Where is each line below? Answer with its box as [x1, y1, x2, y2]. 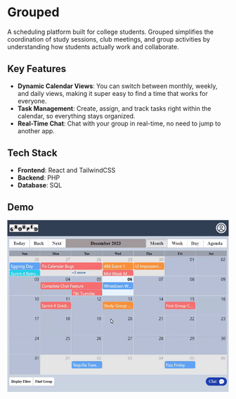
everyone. [17, 97, 47, 105]
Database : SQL [17, 180, 63, 189]
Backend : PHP [17, 173, 60, 182]
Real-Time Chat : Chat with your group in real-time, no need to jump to [17, 119, 221, 128]
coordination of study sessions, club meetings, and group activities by [7, 35, 211, 43]
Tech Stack [7, 147, 58, 159]
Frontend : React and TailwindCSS [17, 166, 116, 174]
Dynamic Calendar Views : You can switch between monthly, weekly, [17, 82, 218, 90]
